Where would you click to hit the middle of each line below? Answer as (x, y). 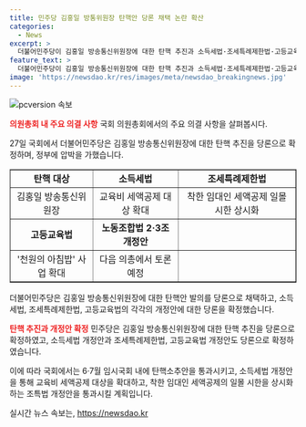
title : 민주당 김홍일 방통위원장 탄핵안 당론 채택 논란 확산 (107, 18)
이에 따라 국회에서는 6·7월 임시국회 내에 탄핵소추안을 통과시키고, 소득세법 (139, 370)
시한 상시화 (237, 210)
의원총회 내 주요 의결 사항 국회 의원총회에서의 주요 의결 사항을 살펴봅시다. (139, 123)
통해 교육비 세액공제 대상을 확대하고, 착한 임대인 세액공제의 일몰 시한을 (144, 382)
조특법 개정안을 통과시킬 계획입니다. (89, 393)
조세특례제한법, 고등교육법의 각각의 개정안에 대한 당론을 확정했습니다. (152, 309)
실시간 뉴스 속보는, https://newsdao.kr (79, 412)
